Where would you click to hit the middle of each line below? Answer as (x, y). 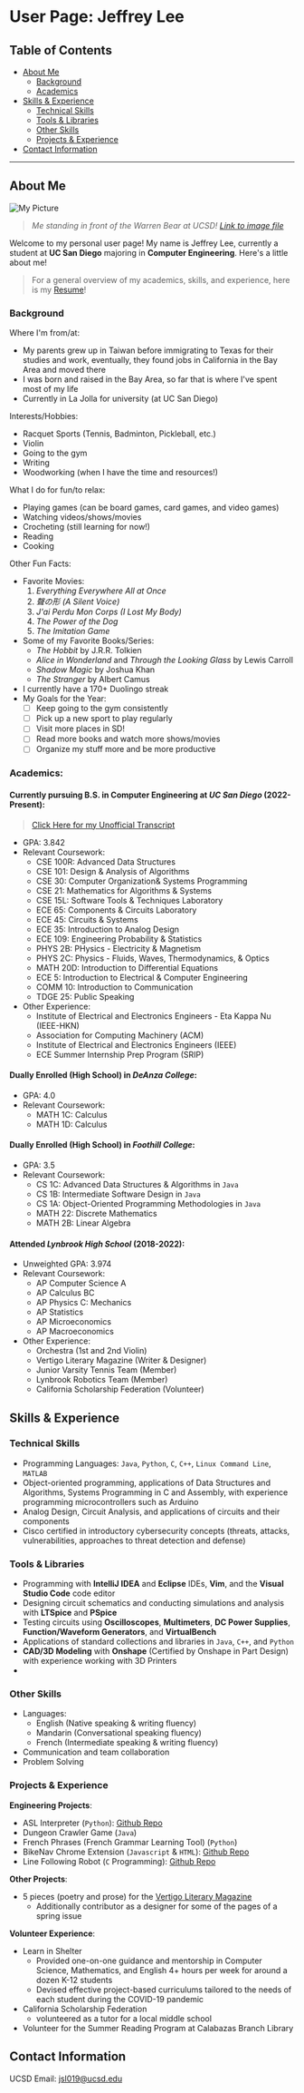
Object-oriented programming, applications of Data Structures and (147, 1482)
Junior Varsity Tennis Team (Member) (106, 1370)
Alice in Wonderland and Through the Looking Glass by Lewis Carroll (165, 660)
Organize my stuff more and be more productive (126, 749)
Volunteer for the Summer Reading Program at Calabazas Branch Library (158, 2028)
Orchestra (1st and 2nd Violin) (91, 1351)
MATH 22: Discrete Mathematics (96, 1213)
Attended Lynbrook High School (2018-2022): (97, 1244)
